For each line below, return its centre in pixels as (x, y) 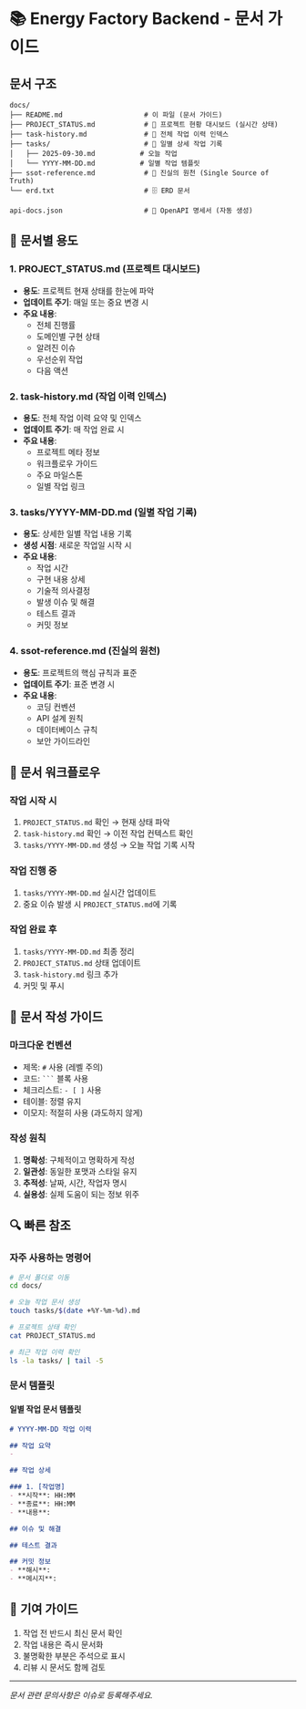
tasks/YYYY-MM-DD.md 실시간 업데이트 (89, 892)
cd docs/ (26, 1286)
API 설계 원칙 (60, 718)
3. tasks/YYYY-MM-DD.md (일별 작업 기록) (103, 512)
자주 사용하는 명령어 (51, 1258)
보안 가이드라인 (63, 741)
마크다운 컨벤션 (41, 1045)
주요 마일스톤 (60, 474)
